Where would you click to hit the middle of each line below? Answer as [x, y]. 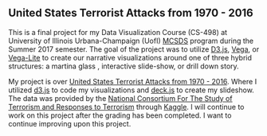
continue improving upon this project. [70, 123]
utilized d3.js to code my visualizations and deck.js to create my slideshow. [132, 90]
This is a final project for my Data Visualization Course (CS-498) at [118, 32]
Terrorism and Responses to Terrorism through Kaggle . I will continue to [126, 107]
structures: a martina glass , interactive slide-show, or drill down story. [124, 66]
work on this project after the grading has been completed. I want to [120, 115]
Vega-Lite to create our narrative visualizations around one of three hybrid [130, 57]
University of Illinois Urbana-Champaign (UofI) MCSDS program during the [131, 41]
